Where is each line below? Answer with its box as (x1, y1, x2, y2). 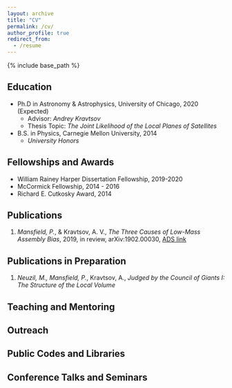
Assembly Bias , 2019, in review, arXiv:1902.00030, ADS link (17, 235, 186, 243)
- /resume (13, 42, 41, 49)
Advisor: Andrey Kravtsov (27, 114, 101, 122)
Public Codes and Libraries (7, 348, 126, 360)
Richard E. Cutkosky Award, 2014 (17, 190, 112, 198)
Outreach (7, 324, 49, 336)
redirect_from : (7, 36, 51, 43)
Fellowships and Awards (7, 156, 115, 168)
